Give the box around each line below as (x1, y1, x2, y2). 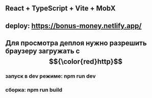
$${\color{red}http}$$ (48, 57, 123, 66)
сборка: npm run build (5, 86, 63, 93)
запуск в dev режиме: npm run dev (5, 72, 96, 80)
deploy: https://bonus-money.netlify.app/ (5, 21, 142, 30)
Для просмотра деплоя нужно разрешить (5, 39, 147, 47)
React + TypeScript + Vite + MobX (5, 4, 116, 13)
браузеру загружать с (5, 47, 80, 56)
